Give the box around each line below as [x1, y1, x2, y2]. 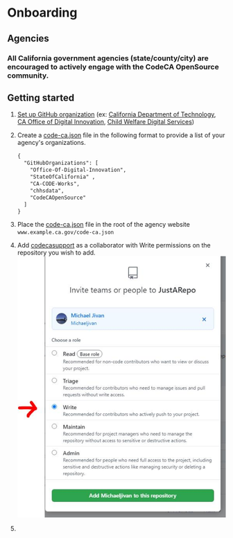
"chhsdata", [30, 187, 64, 195]
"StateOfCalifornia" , [30, 173, 96, 181]
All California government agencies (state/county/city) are [7, 53, 209, 63]
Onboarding [7, 5, 78, 21]
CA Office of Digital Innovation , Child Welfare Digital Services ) [17, 118, 195, 126]
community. [7, 71, 49, 80]
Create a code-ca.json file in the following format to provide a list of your [17, 131, 225, 139]
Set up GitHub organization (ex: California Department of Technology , [17, 110, 216, 119]
